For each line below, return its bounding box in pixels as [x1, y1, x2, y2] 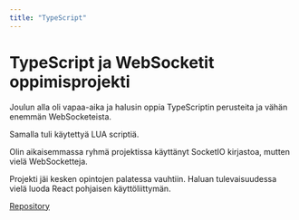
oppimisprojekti [9, 72, 130, 91]
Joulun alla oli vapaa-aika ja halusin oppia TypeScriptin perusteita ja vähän [9, 101, 288, 112]
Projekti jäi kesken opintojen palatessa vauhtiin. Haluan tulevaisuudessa [9, 173, 277, 184]
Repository [9, 200, 50, 211]
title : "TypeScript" [9, 13, 88, 23]
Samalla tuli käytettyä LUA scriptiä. [9, 129, 140, 139]
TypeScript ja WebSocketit [9, 52, 215, 72]
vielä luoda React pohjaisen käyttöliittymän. [9, 183, 171, 194]
